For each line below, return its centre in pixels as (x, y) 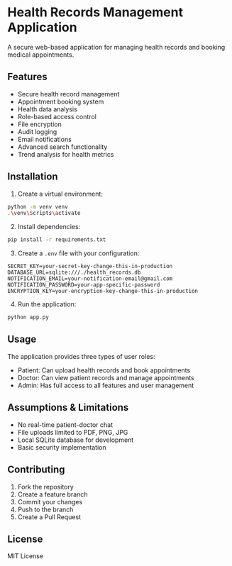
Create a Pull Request (49, 517)
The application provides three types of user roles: (81, 356)
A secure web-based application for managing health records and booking (116, 47)
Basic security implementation (62, 447)
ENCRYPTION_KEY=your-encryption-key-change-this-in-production (103, 292)
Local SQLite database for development (76, 440)
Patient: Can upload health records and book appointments (104, 370)
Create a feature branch (53, 494)
